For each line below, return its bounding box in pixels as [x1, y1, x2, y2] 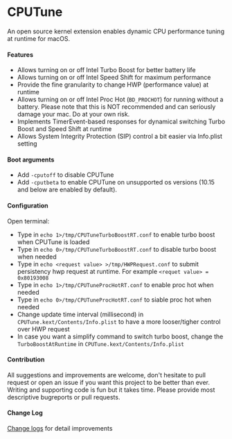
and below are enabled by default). [17, 185, 118, 194]
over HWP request [17, 325, 71, 333]
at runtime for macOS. [7, 34, 71, 42]
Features [7, 50, 33, 59]
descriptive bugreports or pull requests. [7, 393, 121, 401]
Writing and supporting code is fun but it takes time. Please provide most [7, 386, 215, 394]
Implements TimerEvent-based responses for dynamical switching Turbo [17, 117, 226, 126]
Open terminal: [7, 216, 50, 225]
